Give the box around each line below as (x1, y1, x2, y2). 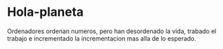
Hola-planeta (7, 4, 84, 20)
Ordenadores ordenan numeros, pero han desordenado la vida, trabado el (7, 27, 217, 35)
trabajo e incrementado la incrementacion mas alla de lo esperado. (7, 34, 197, 42)
